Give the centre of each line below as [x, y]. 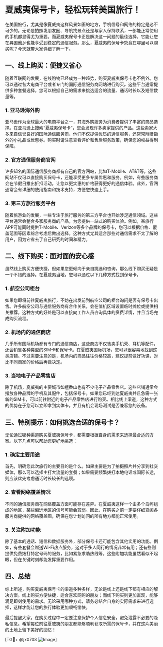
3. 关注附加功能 [23, 530]
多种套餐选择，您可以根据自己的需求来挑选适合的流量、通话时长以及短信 [81, 90]
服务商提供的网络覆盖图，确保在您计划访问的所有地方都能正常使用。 [73, 516]
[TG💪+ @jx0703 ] [31, 639]
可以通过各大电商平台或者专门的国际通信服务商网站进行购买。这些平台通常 [79, 84]
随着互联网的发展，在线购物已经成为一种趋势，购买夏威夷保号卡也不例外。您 [81, 78]
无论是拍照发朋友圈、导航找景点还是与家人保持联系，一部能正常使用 [90, 30]
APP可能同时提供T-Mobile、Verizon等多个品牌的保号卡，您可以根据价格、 [79, 227]
